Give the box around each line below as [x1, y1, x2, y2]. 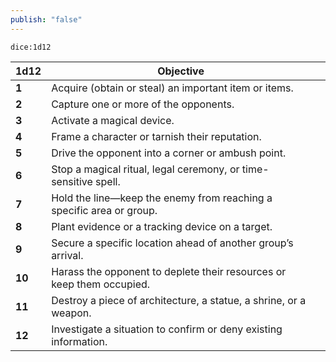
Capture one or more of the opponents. [51, 97, 235, 111]
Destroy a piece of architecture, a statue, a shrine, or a [51, 293, 307, 307]
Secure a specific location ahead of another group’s [51, 236, 294, 250]
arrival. [51, 248, 84, 262]
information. [51, 334, 108, 348]
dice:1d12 [10, 42, 52, 52]
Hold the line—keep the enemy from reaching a [51, 191, 273, 205]
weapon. [51, 306, 92, 320]
